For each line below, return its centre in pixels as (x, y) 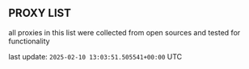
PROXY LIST (40, 13)
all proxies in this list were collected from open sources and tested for (124, 32)
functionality (29, 41)
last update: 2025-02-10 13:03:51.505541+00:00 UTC (95, 56)
